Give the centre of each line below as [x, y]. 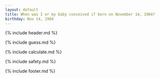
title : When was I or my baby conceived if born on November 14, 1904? [80, 14]
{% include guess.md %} [30, 42]
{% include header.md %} [31, 33]
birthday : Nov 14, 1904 [30, 19]
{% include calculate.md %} [33, 52]
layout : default [22, 10]
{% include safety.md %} [31, 62]
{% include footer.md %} [30, 71]
